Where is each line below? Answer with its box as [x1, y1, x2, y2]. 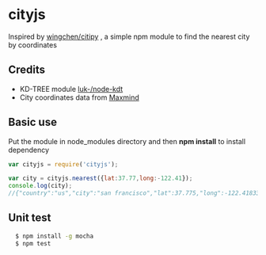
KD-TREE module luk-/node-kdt [19, 84, 123, 93]
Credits [8, 63, 46, 77]
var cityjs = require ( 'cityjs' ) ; [8, 160, 119, 168]
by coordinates [8, 40, 58, 49]
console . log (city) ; [8, 182, 73, 190]
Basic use [8, 116, 58, 129]
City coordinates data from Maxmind [19, 93, 140, 102]
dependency [8, 145, 50, 154]
